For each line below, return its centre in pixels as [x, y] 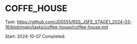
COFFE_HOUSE [36, 8]
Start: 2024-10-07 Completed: [35, 36]
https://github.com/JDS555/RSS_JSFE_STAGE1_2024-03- [74, 22]
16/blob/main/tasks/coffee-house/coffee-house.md [57, 27]
